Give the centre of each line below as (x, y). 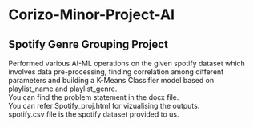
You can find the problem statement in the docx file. (94, 97)
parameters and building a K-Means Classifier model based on (111, 80)
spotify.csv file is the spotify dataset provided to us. (94, 114)
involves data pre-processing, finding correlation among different (116, 72)
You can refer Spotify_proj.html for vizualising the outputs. (104, 106)
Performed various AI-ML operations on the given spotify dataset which (127, 63)
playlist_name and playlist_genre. (63, 89)
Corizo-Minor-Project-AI (91, 15)
